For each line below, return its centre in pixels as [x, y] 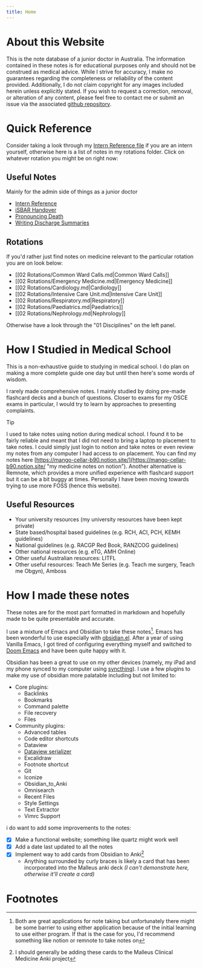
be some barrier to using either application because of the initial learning [105, 928]
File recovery [40, 713]
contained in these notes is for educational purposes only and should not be [101, 65]
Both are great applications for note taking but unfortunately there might [105, 921]
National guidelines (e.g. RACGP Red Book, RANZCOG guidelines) [97, 545]
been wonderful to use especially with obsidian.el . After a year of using [95, 638]
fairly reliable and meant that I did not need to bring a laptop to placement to [101, 441]
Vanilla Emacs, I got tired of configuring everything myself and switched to [99, 645]
